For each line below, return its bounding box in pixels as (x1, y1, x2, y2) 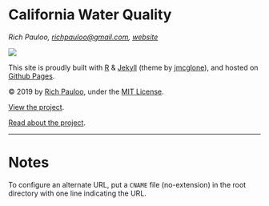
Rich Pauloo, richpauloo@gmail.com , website (8, 32, 159, 42)
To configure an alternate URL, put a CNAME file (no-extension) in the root (8, 180, 247, 189)
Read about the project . (8, 118, 86, 127)
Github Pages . (8, 71, 55, 81)
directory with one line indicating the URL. (8, 188, 147, 198)
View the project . (8, 102, 65, 111)
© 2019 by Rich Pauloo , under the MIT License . (8, 87, 164, 96)
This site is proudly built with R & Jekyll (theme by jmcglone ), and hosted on (8, 63, 259, 72)
